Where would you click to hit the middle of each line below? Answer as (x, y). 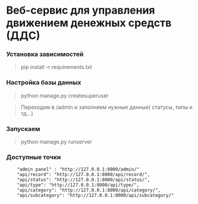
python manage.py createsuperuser (65, 95)
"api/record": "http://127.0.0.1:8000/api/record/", (84, 175)
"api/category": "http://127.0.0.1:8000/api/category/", (89, 190)
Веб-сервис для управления (81, 10)
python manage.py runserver (56, 142)
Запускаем (23, 128)
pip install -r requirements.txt (56, 67)
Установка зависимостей (45, 54)
